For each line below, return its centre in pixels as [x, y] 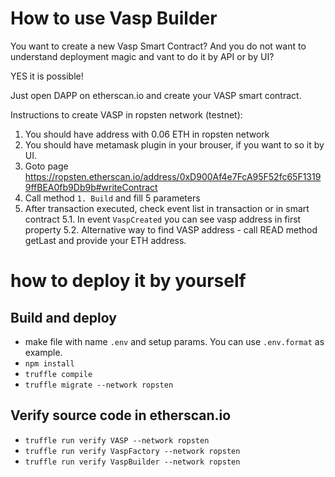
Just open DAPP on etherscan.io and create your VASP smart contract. [156, 95]
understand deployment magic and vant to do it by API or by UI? [142, 56]
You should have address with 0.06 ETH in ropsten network [147, 134]
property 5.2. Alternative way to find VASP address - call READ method [171, 229]
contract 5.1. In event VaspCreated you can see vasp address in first [163, 219]
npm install [49, 363]
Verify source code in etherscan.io [121, 415]
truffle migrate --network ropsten [99, 385]
